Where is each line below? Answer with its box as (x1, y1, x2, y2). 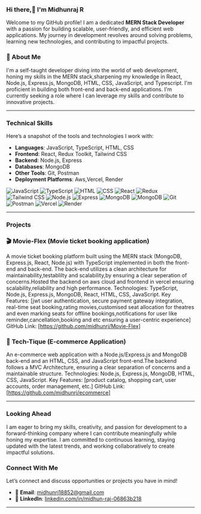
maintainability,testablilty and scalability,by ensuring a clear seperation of (6, 272, 187, 279)
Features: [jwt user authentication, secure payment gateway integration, (6, 297, 184, 304)
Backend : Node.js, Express (14, 157, 83, 164)
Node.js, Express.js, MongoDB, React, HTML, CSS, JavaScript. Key (6, 291, 171, 298)
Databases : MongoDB (14, 163, 71, 170)
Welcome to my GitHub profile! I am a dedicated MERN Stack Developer (6, 19, 184, 26)
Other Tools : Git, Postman (14, 169, 80, 176)
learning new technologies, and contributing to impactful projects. (6, 38, 169, 45)
